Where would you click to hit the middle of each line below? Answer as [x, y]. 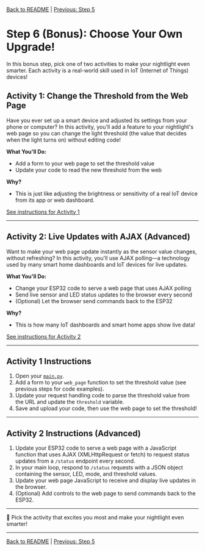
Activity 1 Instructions [49, 361]
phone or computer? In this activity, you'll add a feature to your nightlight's [100, 127]
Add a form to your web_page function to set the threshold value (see [101, 383]
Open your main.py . [40, 376]
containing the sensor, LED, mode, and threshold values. [86, 474]
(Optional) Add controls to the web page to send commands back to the [106, 494]
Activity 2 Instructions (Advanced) [74, 433]
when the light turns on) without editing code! [63, 140]
